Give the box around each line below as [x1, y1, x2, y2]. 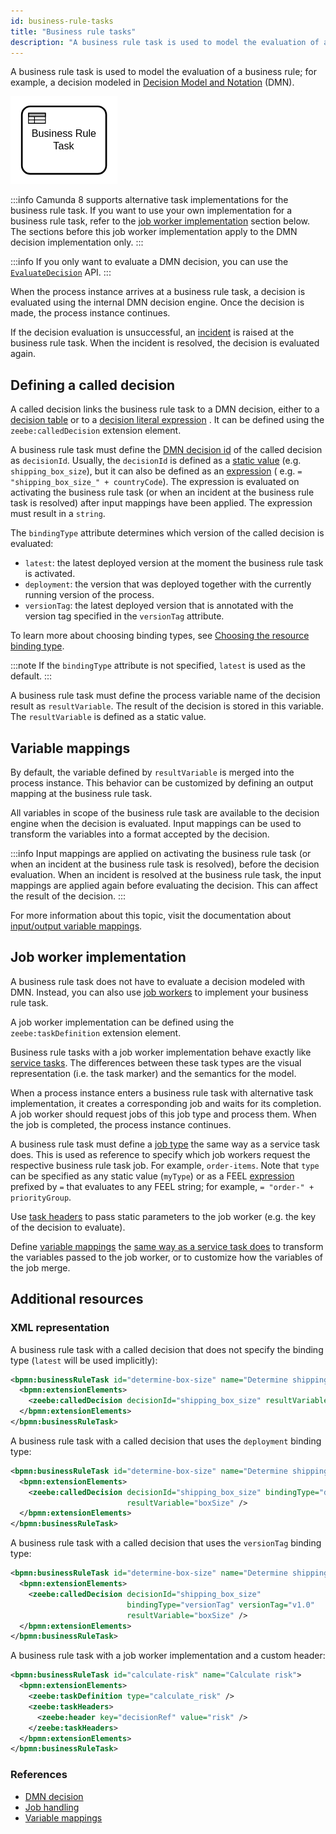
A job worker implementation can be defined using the [10, 1016, 235, 1028]
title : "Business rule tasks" [10, 26, 137, 37]
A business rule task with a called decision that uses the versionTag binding [10, 1537, 322, 1549]
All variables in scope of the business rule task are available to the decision [10, 807, 320, 819]
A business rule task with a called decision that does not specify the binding [10, 1343, 324, 1355]
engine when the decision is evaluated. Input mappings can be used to [10, 818, 302, 829]
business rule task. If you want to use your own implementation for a [10, 205, 293, 217]
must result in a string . [10, 508, 106, 520]
